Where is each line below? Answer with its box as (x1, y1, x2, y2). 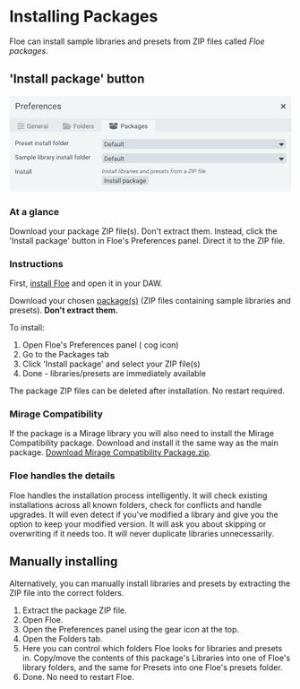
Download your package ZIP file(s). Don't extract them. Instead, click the (9, 226, 278, 237)
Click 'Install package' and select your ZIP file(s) (21, 358, 201, 369)
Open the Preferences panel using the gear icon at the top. (21, 624, 240, 634)
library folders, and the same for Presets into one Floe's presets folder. (21, 661, 284, 673)
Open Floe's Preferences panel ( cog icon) (21, 340, 179, 350)
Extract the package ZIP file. (21, 605, 127, 616)
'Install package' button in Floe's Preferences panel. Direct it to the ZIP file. (9, 235, 286, 245)
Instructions (9, 257, 64, 270)
